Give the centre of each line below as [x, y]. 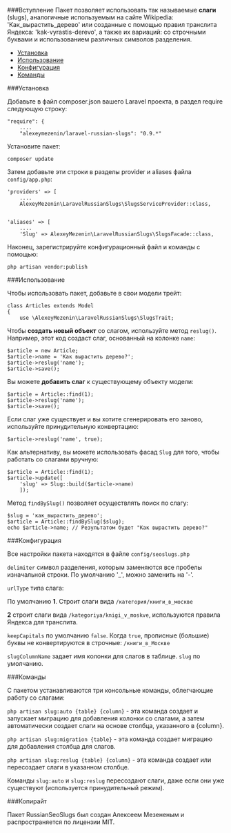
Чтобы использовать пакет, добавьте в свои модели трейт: [94, 293]
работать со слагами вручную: [53, 459]
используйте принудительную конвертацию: [73, 427]
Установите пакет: [34, 146]
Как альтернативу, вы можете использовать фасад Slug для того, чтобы [113, 452]
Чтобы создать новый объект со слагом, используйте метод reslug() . [112, 331]
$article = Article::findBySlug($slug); [66, 521]
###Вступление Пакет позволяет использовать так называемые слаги [112, 10]
